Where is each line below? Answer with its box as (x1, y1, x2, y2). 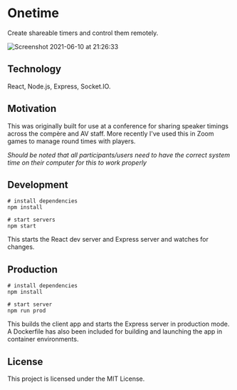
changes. (7, 242, 35, 251)
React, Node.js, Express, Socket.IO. (7, 82, 111, 91)
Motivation (7, 103, 57, 115)
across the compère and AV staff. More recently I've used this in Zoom (7, 129, 215, 138)
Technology (7, 63, 62, 76)
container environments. (7, 335, 79, 344)
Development (7, 178, 69, 190)
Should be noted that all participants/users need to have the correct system (7, 150, 230, 159)
